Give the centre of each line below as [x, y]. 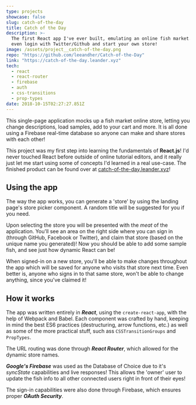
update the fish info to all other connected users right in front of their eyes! [96, 379]
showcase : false [26, 17]
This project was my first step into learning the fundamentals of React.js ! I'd [97, 150]
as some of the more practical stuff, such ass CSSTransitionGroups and [91, 331]
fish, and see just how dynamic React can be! [61, 250]
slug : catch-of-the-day [35, 22]
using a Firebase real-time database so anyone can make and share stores [96, 133]
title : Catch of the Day [36, 28]
